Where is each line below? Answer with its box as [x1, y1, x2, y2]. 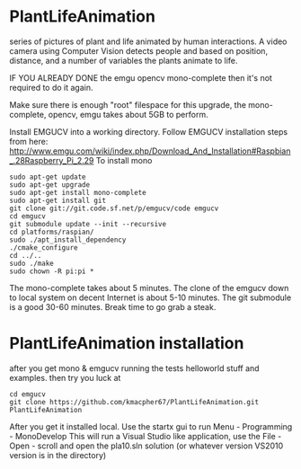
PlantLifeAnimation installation [9, 333, 244, 354]
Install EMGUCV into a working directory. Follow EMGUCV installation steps [9, 126, 288, 137]
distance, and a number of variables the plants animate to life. [9, 55, 238, 66]
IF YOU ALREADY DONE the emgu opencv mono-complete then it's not [9, 72, 272, 83]
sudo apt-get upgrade [9, 180, 91, 190]
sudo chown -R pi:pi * [9, 267, 94, 276]
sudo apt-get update [9, 173, 87, 181]
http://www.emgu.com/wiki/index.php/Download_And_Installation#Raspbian [9, 146, 291, 156]
